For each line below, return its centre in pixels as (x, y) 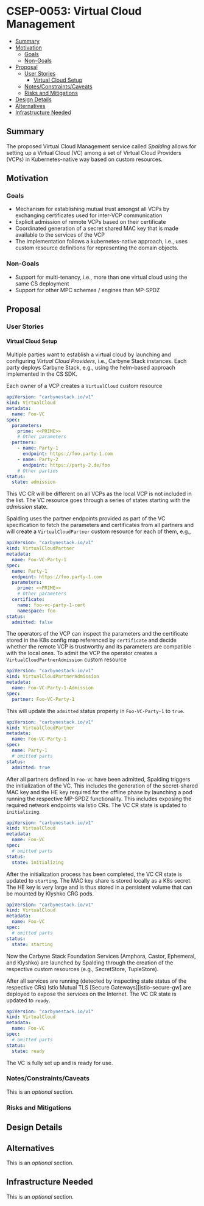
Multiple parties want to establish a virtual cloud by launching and (89, 354)
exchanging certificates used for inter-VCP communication (89, 215)
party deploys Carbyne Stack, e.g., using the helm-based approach (91, 368)
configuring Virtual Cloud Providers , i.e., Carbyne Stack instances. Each (97, 361)
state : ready (28, 1051)
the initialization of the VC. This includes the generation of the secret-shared (102, 786)
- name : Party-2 (38, 459)
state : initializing (38, 862)
